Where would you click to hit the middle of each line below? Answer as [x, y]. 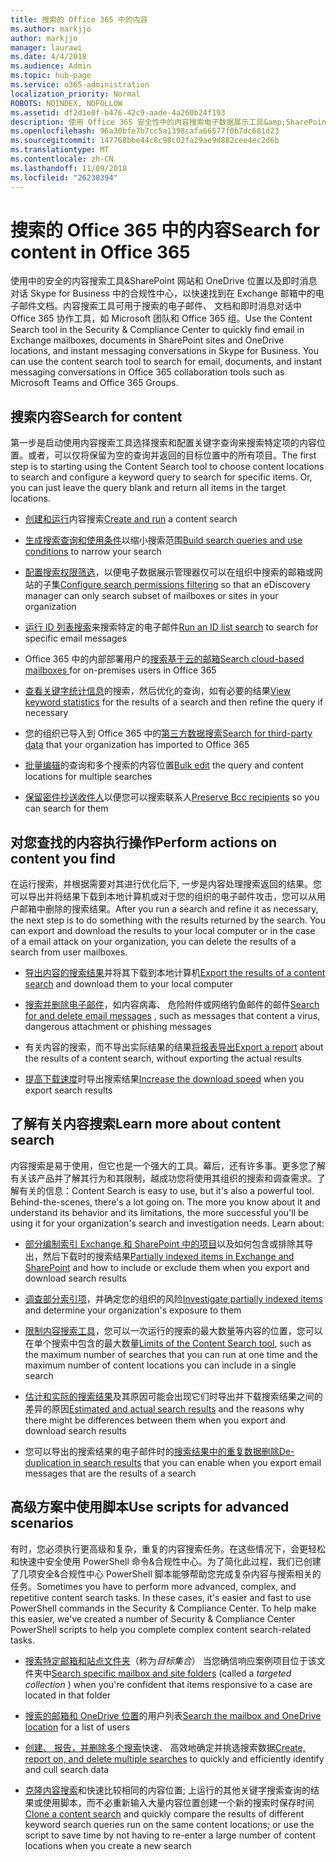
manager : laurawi [46, 47]
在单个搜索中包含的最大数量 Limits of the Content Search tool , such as [168, 1343]
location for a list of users [77, 1727]
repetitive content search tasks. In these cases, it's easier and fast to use [161, 1597]
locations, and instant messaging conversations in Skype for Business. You [164, 351]
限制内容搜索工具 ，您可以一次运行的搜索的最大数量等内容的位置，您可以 [173, 1330]
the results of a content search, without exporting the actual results [163, 1058]
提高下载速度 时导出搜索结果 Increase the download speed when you [164, 1079]
